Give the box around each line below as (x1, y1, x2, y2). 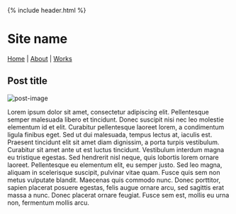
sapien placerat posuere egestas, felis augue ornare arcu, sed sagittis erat (7, 183, 225, 191)
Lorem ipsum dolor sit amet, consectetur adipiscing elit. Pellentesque (7, 107, 209, 116)
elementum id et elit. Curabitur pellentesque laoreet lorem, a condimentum (7, 122, 225, 131)
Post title (7, 75, 48, 87)
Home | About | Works (7, 54, 72, 63)
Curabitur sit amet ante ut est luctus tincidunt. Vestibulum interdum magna (7, 145, 225, 154)
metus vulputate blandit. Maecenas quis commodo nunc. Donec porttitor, (7, 176, 221, 184)
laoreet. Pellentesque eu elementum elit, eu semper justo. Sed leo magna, (7, 160, 223, 169)
